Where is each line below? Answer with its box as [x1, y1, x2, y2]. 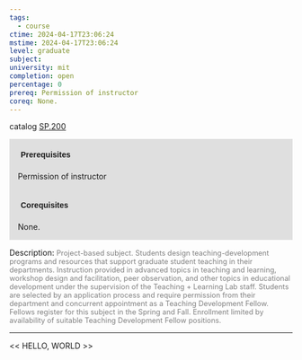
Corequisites [21, 200, 69, 211]
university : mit [9, 64, 70, 73]
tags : [9, 13, 30, 22]
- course [17, 22, 50, 31]
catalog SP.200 [9, 121, 67, 132]
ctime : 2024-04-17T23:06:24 [9, 30, 115, 39]
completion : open [9, 72, 75, 81]
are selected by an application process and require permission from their [9, 291, 256, 301]
